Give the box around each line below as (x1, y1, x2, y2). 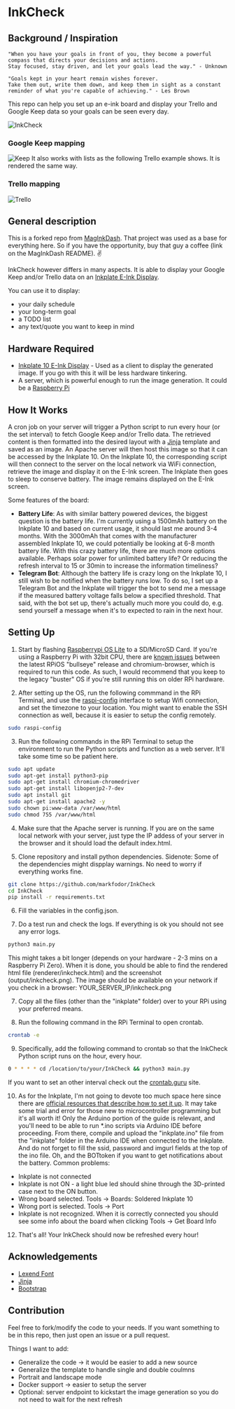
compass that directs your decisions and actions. (8, 57, 159, 64)
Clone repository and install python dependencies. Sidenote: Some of (17, 852, 219, 861)
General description (8, 215, 97, 227)
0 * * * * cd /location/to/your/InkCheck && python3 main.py (8, 1066, 190, 1073)
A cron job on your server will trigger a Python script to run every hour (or (8, 423, 220, 431)
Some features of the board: (8, 496, 90, 505)
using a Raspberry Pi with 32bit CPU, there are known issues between (17, 653, 220, 661)
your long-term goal (17, 308, 76, 316)
